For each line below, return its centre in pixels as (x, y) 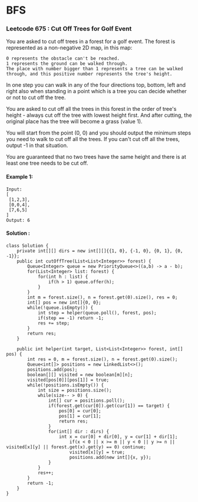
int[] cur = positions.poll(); (87, 401)
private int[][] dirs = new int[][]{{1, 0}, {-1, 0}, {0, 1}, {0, (100, 251)
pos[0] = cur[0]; (80, 411)
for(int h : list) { (63, 277)
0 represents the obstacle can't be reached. (63, 59)
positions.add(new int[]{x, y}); (110, 457)
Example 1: (20, 177)
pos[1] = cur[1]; (80, 416)
